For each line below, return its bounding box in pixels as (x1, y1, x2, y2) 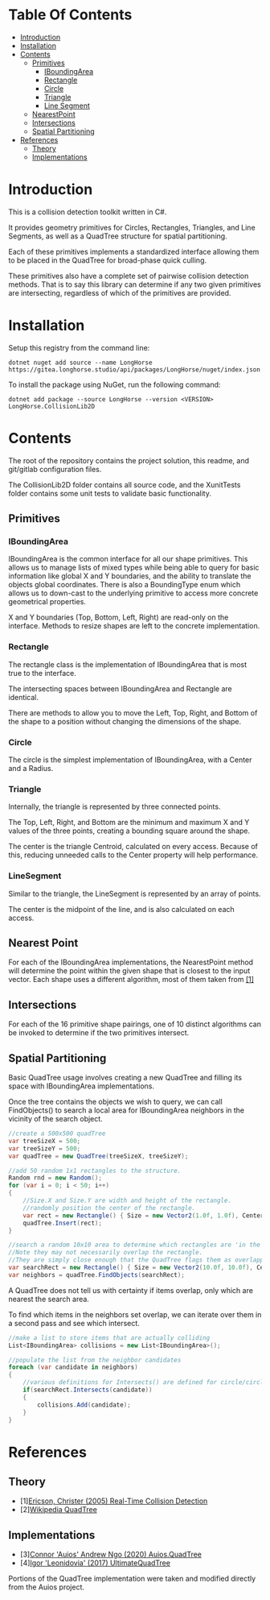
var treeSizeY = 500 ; (8, 1144, 81, 1153)
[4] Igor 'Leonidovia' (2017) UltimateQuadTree (19, 1558, 171, 1568)
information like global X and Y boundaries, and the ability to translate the (8, 571, 252, 581)
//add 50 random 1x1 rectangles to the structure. (8, 1167, 182, 1175)
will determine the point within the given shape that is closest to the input (8, 966, 251, 976)
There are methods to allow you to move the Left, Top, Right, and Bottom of (8, 707, 258, 718)
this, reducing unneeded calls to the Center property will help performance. (8, 850, 259, 860)
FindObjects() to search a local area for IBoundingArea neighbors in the (8, 1105, 245, 1115)
